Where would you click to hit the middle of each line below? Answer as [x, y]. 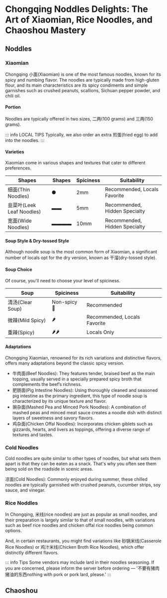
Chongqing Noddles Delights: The [77, 9]
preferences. [18, 168]
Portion [13, 107]
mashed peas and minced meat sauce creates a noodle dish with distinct [87, 412]
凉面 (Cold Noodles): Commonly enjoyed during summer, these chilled [76, 479]
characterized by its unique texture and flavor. [59, 401]
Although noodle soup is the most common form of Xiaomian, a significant [81, 252]
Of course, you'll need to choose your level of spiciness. [63, 280]
